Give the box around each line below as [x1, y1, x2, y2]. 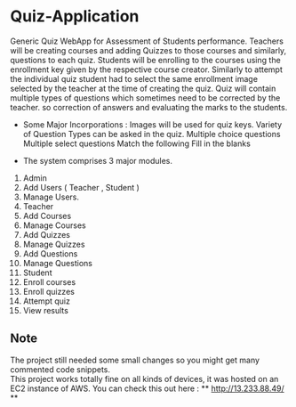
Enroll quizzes [22, 286, 75, 297]
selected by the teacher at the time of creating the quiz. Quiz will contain [10, 83, 276, 94]
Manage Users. [22, 191, 79, 202]
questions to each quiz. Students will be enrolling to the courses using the [10, 54, 281, 65]
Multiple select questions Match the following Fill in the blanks [22, 138, 252, 149]
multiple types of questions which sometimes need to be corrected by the [10, 92, 281, 103]
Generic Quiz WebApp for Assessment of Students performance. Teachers [10, 36, 284, 46]
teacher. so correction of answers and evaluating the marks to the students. [10, 102, 288, 112]
